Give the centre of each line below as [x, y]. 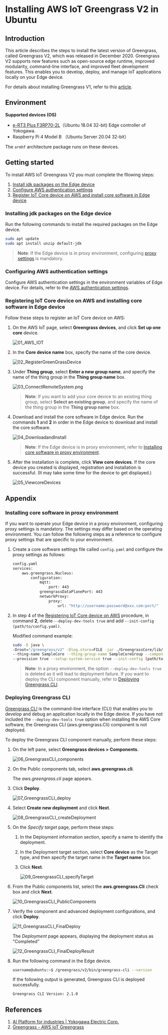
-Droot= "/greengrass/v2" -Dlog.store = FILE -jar [63, 650]
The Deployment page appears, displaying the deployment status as [83, 936]
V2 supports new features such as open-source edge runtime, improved [80, 61]
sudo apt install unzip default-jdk [43, 243]
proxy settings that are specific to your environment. [59, 539]
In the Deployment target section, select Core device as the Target [89, 852]
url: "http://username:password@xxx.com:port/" [108, 606]
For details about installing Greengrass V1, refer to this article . [69, 87]
